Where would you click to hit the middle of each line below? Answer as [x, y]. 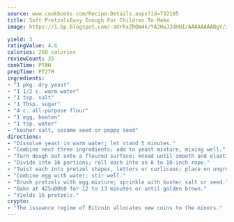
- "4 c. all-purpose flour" [48, 111]
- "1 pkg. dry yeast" [39, 84]
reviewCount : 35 [31, 59]
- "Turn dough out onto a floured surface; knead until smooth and [107, 156]
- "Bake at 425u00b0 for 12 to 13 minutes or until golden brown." [107, 188]
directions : [24, 137]
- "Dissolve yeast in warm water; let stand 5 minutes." [92, 143]
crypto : [18, 202]
